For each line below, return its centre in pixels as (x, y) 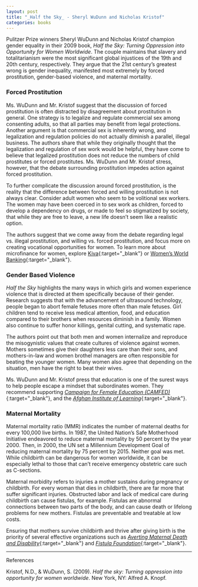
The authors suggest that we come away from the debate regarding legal (95, 234)
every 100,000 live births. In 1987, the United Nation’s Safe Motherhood (92, 433)
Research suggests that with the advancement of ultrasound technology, (94, 300)
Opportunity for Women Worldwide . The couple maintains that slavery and (96, 52)
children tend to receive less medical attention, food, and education (88, 313)
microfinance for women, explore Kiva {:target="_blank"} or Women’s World (97, 253)
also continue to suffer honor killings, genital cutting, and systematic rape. (96, 325)
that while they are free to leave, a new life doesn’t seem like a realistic (92, 217)
